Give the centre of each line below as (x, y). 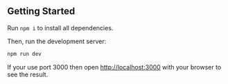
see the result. (28, 74)
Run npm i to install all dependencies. (60, 28)
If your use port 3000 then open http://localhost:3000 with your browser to (114, 67)
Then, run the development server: (57, 41)
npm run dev (24, 54)
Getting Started (41, 11)
